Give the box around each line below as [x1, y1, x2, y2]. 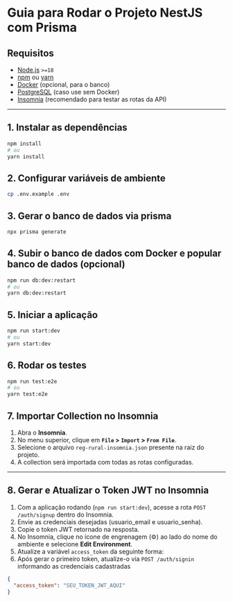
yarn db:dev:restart [7, 290, 67, 296]
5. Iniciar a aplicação [7, 309, 98, 321]
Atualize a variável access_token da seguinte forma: [17, 547, 164, 555]
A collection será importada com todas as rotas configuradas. [17, 458, 194, 466]
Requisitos [7, 47, 54, 59]
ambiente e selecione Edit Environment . [17, 540, 133, 548]
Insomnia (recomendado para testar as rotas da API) [17, 95, 167, 103]
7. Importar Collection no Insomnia [7, 410, 159, 421]
